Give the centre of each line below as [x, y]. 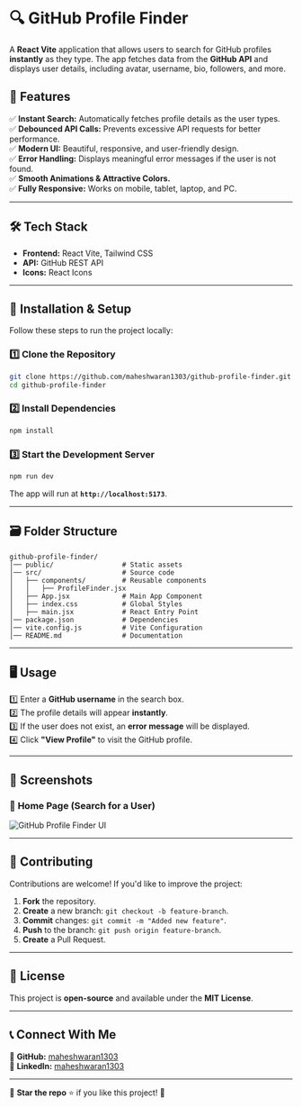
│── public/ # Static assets [96, 565]
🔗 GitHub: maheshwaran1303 [64, 1057]
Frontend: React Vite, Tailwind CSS [88, 253]
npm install [31, 431]
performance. [35, 139]
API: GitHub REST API [63, 262]
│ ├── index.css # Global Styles [96, 604]
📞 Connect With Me [63, 1034]
